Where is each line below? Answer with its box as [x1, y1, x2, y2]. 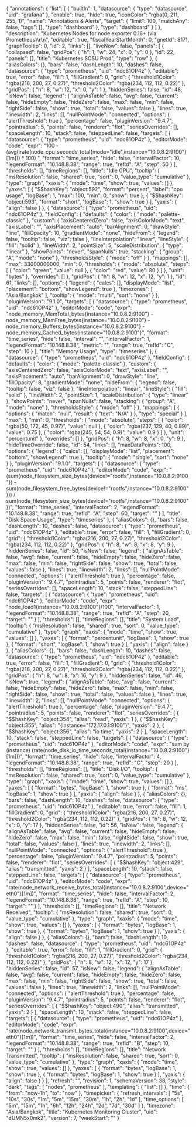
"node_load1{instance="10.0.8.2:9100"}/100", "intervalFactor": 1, [6, 604, 161, 610]
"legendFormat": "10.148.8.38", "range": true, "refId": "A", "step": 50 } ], [6, 161, 177, 168]
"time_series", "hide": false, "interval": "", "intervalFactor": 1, [6, 336, 151, 342]
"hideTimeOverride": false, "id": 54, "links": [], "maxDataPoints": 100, [6, 441, 172, 448]
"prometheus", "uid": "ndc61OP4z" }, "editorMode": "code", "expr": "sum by [6, 740, 190, 747]
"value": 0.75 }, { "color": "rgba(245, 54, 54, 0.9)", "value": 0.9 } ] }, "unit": [6, 429, 184, 436]
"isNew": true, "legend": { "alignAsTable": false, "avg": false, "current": [6, 678, 177, 685]
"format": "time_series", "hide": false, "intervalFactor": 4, [25, 753, 161, 760]
